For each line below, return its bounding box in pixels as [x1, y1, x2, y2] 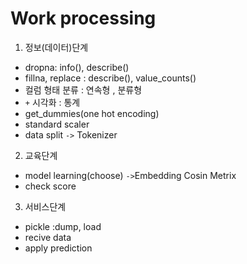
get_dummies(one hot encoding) [24, 107, 160, 119]
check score [24, 180, 77, 192]
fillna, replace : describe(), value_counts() [24, 72, 197, 84]
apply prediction [24, 242, 93, 254]
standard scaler [24, 118, 90, 130]
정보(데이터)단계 [24, 41, 89, 53]
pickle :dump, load [24, 220, 102, 232]
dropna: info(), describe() [24, 61, 130, 73]
